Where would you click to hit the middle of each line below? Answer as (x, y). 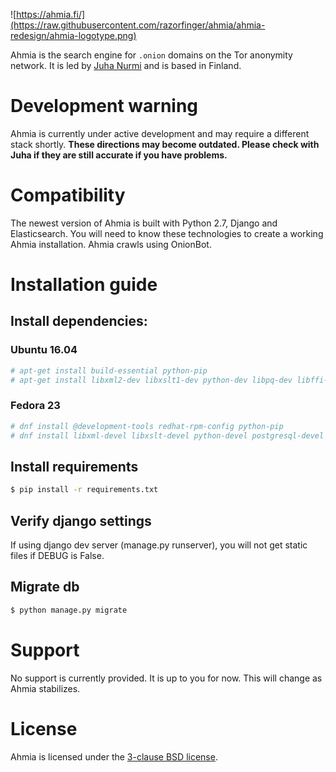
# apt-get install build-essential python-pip (109, 370)
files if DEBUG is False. (57, 556)
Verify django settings (81, 520)
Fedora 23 (35, 406)
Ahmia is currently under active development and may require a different (160, 133)
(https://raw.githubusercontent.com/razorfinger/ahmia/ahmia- (138, 25)
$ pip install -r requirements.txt (84, 490)
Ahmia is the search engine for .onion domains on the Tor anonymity (151, 55)
